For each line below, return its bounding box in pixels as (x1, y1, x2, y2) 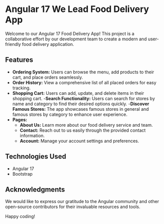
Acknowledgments (5, 185, 66, 194)
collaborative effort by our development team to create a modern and (5, 36, 147, 42)
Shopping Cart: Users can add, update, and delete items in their (12, 90, 144, 96)
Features (5, 56, 33, 64)
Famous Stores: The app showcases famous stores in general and (12, 106, 149, 112)
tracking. (12, 85, 31, 91)
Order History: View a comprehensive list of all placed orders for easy (12, 79, 157, 85)
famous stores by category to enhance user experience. (12, 111, 128, 117)
